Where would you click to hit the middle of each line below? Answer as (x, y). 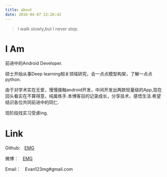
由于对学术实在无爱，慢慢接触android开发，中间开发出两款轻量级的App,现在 (83, 90)
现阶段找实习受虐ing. (27, 113)
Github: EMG (20, 148)
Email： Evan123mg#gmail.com (39, 169)
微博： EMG (19, 158)
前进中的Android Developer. (34, 63)
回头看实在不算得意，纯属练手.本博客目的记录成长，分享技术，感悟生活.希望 (83, 96)
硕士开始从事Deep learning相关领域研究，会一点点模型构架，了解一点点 (79, 74)
